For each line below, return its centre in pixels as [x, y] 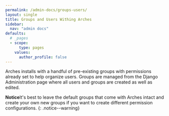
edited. [13, 88]
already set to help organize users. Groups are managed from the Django [82, 77]
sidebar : [14, 24]
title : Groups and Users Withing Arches [49, 19]
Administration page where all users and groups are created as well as [79, 82]
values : [22, 52]
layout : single [21, 15]
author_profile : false [43, 57]
